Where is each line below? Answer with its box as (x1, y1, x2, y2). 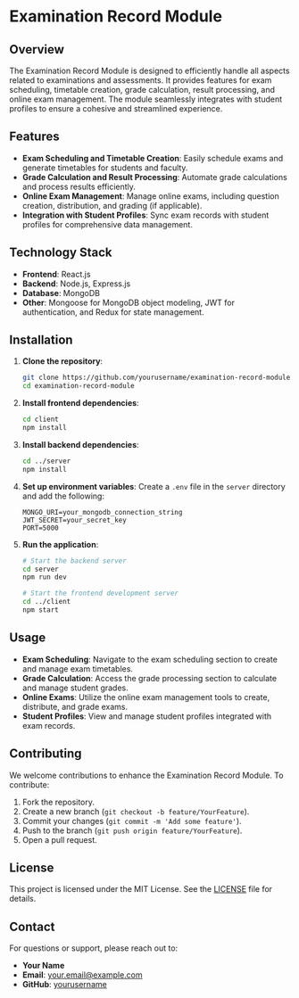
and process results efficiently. (21, 181, 137, 192)
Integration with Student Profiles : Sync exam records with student (21, 210, 270, 220)
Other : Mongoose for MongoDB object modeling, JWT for (21, 297, 235, 308)
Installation (9, 333, 73, 348)
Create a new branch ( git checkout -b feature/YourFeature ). (21, 805, 250, 817)
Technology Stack (9, 245, 112, 260)
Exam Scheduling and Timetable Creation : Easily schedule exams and (21, 153, 284, 163)
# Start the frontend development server (21, 589, 179, 598)
